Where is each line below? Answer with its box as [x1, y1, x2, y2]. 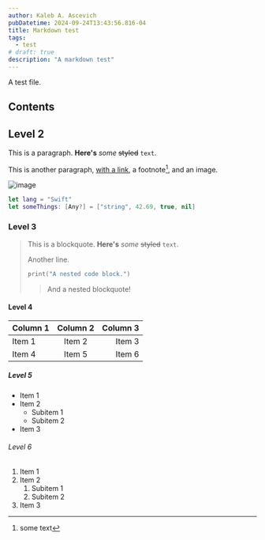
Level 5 [8, 371, 33, 380]
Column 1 [12, 322, 50, 333]
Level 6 [8, 442, 32, 451]
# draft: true [8, 48, 55, 56]
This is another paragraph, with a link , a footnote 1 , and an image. [8, 164, 218, 174]
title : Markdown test [8, 26, 80, 34]
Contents [8, 100, 55, 114]
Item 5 [63, 349, 88, 360]
